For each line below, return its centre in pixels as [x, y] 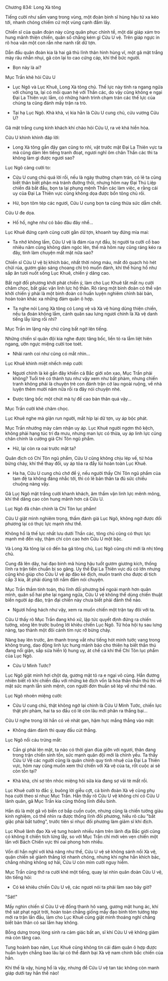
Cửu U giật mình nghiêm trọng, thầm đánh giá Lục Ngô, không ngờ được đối [83, 518]
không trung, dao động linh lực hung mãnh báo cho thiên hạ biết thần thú [81, 645]
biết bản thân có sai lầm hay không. [42, 923]
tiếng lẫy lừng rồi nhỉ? [35, 319]
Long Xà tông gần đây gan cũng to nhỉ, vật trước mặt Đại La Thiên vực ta [87, 147]
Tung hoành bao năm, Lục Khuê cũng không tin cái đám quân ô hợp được [81, 947]
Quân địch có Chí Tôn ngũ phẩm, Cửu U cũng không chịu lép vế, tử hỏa [79, 458]
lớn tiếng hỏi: [19, 877]
